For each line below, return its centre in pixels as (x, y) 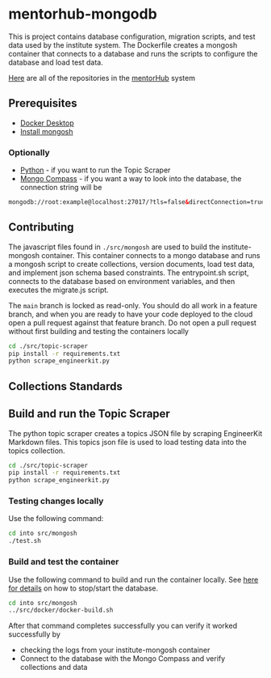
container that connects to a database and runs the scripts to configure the (133, 53)
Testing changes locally (56, 501)
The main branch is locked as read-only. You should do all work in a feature (133, 305)
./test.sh (25, 541)
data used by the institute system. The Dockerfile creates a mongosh (123, 44)
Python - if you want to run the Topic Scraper (95, 170)
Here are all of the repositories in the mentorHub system (102, 78)
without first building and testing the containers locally (99, 331)
